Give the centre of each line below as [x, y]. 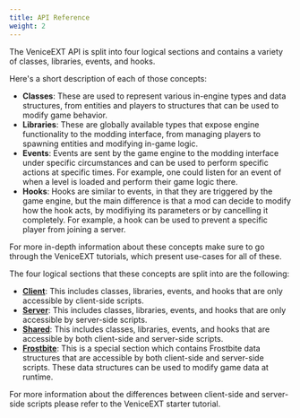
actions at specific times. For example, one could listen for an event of [152, 172]
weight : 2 [28, 26]
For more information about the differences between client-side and [134, 394]
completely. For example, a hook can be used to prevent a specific [145, 220]
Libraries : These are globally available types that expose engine [141, 124]
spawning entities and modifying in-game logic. [110, 144]
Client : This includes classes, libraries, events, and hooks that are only [153, 291]
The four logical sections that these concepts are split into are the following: [150, 274]
